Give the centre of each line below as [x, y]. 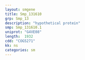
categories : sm [20, 50]
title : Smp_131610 [23, 14]
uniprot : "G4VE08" [23, 32]
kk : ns [12, 45]
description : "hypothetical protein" [43, 23]
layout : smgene [20, 9]
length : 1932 [19, 37]
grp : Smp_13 [17, 18]
